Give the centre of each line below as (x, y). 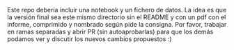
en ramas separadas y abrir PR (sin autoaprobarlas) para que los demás (110, 32)
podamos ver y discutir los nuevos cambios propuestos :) (89, 39)
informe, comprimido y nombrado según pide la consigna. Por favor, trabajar (117, 24)
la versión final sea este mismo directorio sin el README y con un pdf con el (117, 17)
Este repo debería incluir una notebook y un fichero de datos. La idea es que (117, 10)
